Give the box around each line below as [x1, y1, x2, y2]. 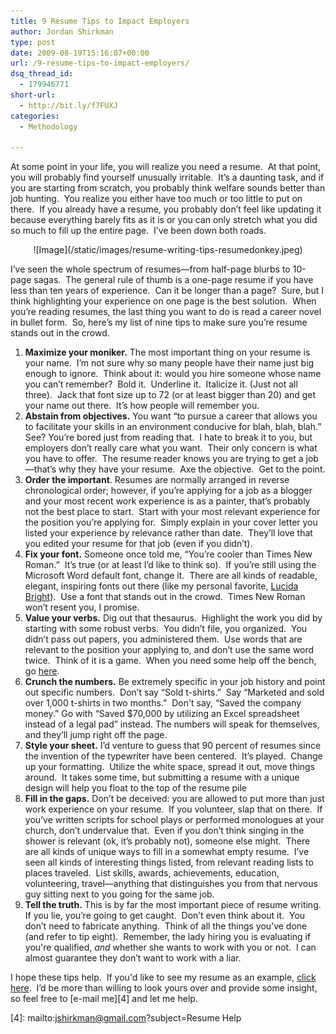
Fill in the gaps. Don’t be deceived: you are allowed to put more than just [24, 793, 325, 805]
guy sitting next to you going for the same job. [24, 888, 215, 900]
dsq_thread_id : [10, 69, 74, 79]
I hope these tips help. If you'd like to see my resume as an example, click [10, 971, 317, 984]
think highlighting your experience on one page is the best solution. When [10, 295, 317, 307]
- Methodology [19, 121, 78, 132]
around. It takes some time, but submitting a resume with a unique [24, 771, 300, 784]
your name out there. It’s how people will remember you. [24, 400, 260, 412]
